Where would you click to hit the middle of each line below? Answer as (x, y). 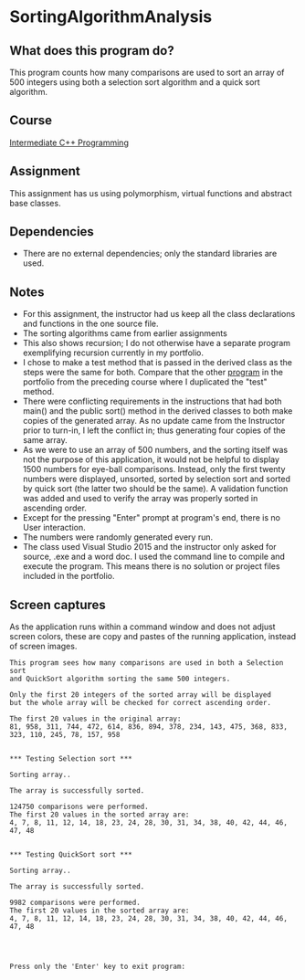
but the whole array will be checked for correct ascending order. (141, 703)
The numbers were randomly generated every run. (117, 537)
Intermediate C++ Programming (69, 142)
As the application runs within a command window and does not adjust (142, 627)
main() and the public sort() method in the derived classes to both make (158, 411)
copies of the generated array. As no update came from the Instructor (154, 421)
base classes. (35, 203)
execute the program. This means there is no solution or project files (151, 566)
